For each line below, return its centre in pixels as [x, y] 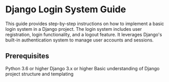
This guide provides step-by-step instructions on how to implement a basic [85, 24]
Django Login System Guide [66, 9]
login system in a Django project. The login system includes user [74, 29]
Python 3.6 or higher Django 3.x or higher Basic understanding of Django [82, 68]
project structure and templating [39, 74]
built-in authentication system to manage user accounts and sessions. [80, 40]
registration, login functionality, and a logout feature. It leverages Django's [84, 34]
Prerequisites [27, 56]
